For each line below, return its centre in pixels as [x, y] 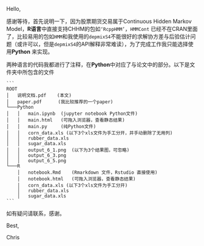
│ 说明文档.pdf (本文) [39, 95]
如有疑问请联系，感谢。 [36, 213]
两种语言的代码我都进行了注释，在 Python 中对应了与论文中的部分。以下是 [98, 64]
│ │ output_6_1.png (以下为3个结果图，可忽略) [68, 150]
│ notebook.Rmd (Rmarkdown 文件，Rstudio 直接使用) [87, 173]
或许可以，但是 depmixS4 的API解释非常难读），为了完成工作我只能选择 [102, 44]
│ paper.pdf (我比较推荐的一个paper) [60, 102]
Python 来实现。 [32, 52]
